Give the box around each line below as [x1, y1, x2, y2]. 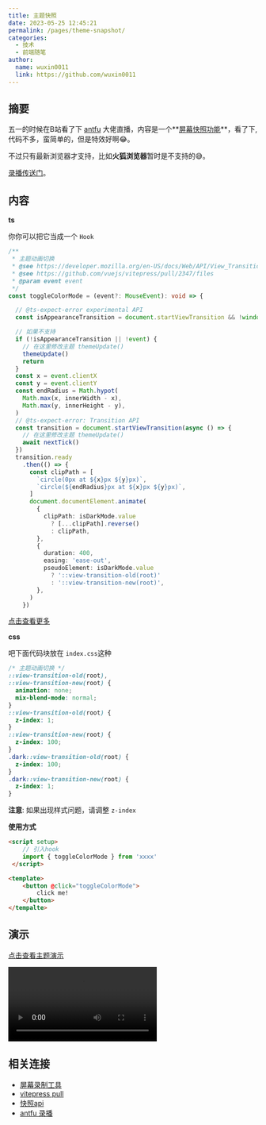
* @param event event [11, 277, 83, 285]
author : [8, 56, 34, 64]
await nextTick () [22, 438, 80, 447]
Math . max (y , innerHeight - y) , [22, 402, 126, 410]
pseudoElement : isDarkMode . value [43, 564, 154, 572]
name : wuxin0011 [15, 64, 69, 71]
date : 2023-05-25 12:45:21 [8, 19, 97, 27]
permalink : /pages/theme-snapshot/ [8, 26, 126, 34]
